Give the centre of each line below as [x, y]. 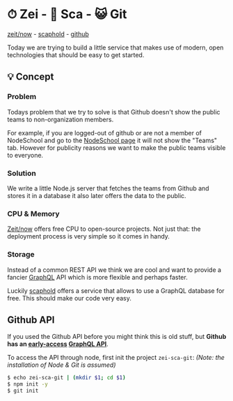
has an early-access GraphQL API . [58, 344]
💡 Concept [31, 77]
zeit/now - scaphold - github [48, 33]
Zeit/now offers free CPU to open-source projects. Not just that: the [104, 229]
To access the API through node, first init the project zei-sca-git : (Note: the [116, 358]
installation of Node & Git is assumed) [62, 365]
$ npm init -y [28, 384]
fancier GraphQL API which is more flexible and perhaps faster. [97, 277]
